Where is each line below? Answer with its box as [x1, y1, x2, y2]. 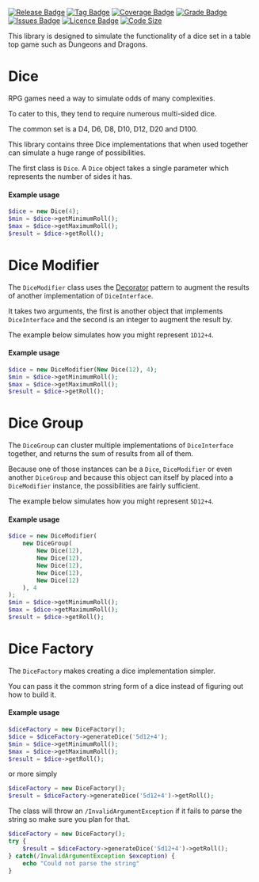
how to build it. [8, 690, 57, 699]
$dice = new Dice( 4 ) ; [8, 207, 80, 215]
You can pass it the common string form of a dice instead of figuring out [8, 681, 244, 690]
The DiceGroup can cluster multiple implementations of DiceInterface [8, 440, 234, 451]
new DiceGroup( [22, 539, 73, 548]
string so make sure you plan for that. [8, 815, 131, 824]
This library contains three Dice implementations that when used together [8, 139, 249, 149]
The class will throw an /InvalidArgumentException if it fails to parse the [8, 806, 242, 815]
